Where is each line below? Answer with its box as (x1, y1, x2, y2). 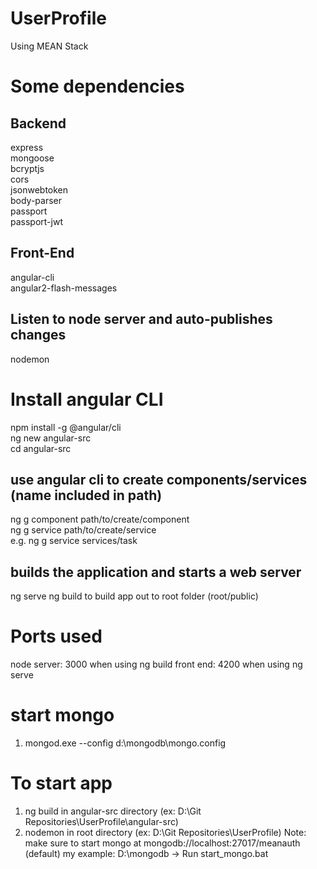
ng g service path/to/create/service (10, 524, 157, 536)
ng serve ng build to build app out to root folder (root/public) (10, 590, 259, 602)
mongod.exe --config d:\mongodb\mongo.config (24, 737, 227, 749)
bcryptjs (10, 162, 45, 174)
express (10, 141, 44, 153)
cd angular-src (10, 442, 72, 454)
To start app (10, 772, 113, 795)
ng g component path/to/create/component (10, 513, 190, 526)
